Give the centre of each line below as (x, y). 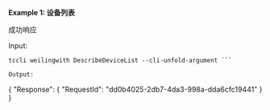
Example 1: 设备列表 (42, 12)
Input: (18, 46)
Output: (21, 75)
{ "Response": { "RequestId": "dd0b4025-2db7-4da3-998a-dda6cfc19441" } (135, 89)
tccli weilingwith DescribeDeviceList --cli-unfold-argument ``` (120, 60)
